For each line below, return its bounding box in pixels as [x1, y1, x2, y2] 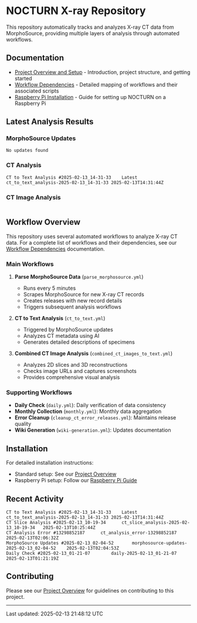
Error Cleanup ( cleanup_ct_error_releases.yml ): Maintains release [14, 414, 176, 421]
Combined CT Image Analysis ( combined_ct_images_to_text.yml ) [14, 350, 173, 357]
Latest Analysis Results [6, 117, 94, 127]
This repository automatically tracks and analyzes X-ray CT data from [6, 23, 174, 31]
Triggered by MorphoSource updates [23, 326, 113, 333]
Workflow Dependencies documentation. [6, 245, 106, 252]
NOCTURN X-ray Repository [6, 4, 146, 18]
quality [14, 421, 32, 428]
